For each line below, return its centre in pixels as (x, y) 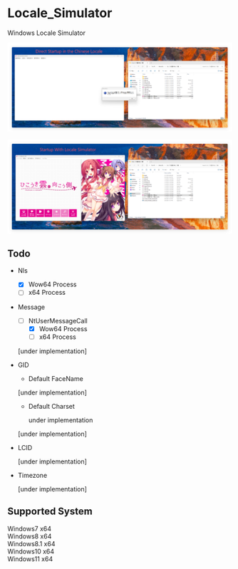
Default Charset (51, 406)
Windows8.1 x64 (31, 543)
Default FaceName (56, 378)
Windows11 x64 (30, 559)
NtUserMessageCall (58, 320)
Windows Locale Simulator (47, 33)
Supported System (50, 512)
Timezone (32, 475)
